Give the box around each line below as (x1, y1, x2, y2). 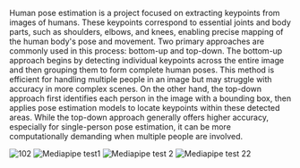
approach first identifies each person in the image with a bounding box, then (9, 93, 292, 104)
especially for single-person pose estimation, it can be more (9, 122, 231, 132)
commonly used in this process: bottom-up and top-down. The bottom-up (9, 46, 283, 56)
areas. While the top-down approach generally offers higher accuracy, (9, 112, 269, 122)
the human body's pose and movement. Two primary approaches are (9, 36, 265, 46)
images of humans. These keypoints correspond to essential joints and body (9, 17, 291, 28)
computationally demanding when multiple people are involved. (9, 131, 244, 141)
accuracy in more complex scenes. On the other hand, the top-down (9, 84, 262, 94)
